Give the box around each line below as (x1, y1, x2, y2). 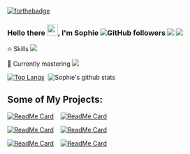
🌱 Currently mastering (7, 59, 71, 68)
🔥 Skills (7, 45, 29, 53)
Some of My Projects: (7, 93, 103, 105)
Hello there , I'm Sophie (7, 28, 99, 38)
